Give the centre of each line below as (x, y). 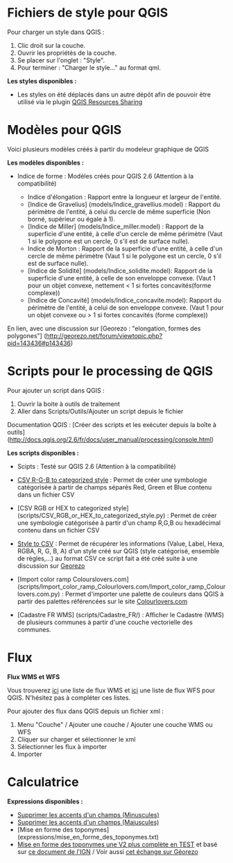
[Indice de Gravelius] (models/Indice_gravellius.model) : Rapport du (124, 204)
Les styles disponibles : (42, 81)
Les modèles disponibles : (46, 162)
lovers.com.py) (38, 594)
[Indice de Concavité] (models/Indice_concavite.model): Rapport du (124, 300)
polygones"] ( (27, 335)
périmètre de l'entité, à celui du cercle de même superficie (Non (119, 211)
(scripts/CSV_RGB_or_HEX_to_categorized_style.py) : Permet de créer (117, 515)
